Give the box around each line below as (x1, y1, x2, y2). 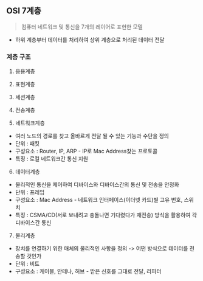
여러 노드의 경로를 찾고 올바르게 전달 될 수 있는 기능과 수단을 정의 (15, 133, 169, 140)
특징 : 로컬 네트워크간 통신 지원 (15, 155, 88, 162)
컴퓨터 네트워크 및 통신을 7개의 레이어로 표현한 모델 (21, 23, 143, 30)
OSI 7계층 (6, 5, 41, 16)
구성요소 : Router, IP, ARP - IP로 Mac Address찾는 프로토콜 (15, 148, 158, 155)
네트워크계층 (15, 119, 46, 127)
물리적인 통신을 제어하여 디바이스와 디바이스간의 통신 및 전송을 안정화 (15, 181, 179, 189)
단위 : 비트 (15, 260, 40, 268)
